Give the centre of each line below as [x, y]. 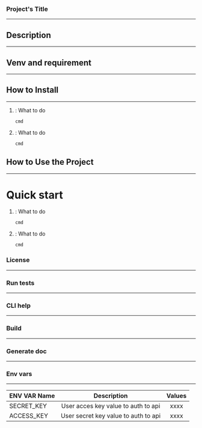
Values [176, 396]
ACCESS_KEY [29, 416]
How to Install [32, 90]
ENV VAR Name [32, 396]
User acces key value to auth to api [111, 406]
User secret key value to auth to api [111, 416]
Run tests [20, 283]
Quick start [35, 195]
